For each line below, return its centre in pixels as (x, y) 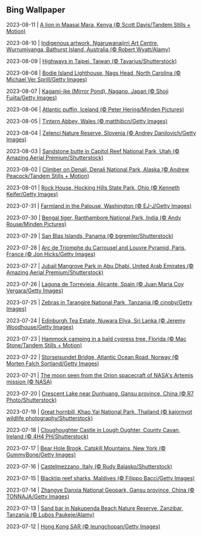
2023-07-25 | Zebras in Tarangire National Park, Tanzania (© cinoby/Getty (99, 302)
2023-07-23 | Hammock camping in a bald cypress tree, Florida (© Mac (96, 338)
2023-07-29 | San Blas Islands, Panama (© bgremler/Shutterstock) (90, 236)
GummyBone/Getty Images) (41, 455)
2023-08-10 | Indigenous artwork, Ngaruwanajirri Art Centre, (82, 43)
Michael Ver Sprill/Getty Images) (47, 79)
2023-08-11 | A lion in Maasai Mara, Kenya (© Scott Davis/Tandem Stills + (99, 24)
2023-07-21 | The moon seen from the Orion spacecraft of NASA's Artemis (100, 375)
